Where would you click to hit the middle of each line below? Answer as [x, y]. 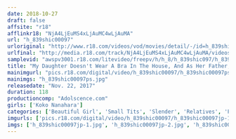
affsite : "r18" [29, 27]
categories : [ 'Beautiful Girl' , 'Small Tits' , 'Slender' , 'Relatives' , [114, 112]
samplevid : [23, 60]
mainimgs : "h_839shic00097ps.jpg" [58, 79]
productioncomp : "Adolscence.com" [58, 99]
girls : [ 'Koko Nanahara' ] [45, 105]
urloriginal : [26, 46]
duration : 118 [28, 92]
